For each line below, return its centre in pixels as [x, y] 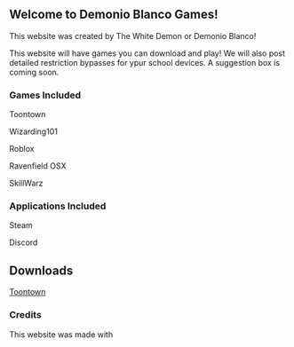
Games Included [45, 95]
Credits [25, 315]
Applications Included [58, 206]
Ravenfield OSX [38, 166]
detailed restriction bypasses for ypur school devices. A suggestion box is [145, 62]
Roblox [22, 149]
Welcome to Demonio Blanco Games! [114, 15]
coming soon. [34, 72]
